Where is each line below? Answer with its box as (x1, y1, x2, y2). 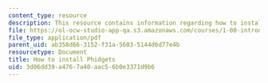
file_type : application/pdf (8, 33, 102, 42)
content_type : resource (8, 11, 88, 20)
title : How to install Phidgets (8, 56, 116, 64)
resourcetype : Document (8, 48, 88, 56)
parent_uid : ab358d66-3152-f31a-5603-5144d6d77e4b (8, 41, 180, 49)
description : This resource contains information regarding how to (8, 19, 238, 27)
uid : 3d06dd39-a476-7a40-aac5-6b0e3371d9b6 (8, 63, 156, 71)
